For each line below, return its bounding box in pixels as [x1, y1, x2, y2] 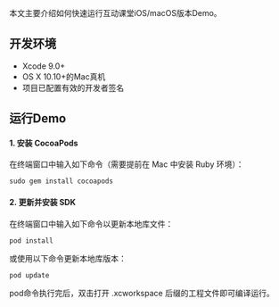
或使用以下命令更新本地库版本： [9, 253, 127, 263]
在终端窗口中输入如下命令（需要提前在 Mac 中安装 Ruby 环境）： [9, 159, 244, 170]
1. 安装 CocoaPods [9, 137, 78, 148]
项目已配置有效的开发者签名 [21, 82, 125, 93]
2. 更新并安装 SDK [9, 197, 77, 207]
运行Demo [9, 111, 67, 127]
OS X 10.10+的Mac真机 [21, 71, 106, 82]
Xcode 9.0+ [21, 61, 66, 71]
